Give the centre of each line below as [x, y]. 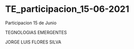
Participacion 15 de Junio [31, 23]
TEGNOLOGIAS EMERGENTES [36, 32]
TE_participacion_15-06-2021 [67, 9]
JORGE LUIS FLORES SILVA [33, 42]
